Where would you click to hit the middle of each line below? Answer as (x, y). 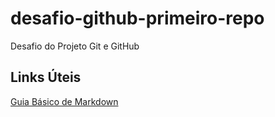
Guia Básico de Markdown (64, 101)
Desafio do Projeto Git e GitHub (75, 46)
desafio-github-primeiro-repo (137, 18)
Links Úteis (46, 77)
